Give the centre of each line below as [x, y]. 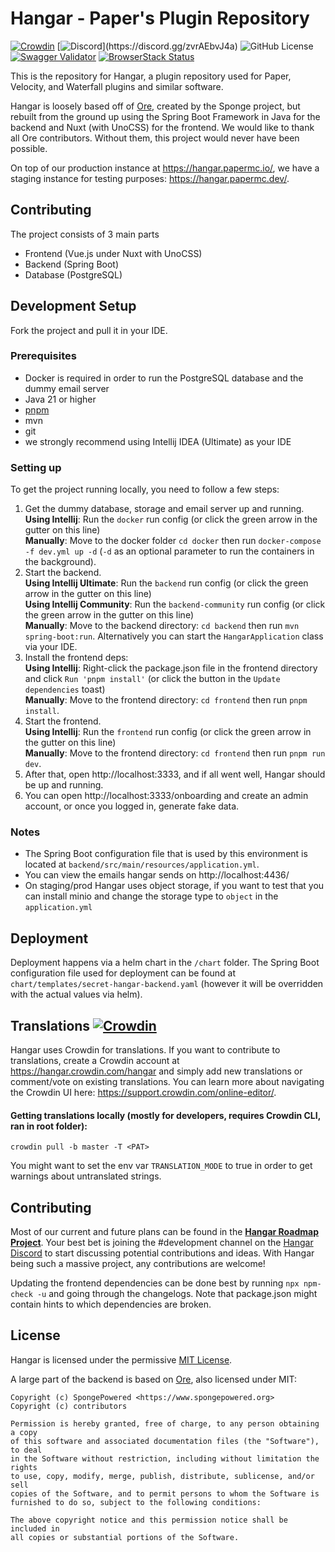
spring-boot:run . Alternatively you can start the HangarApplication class [174, 636]
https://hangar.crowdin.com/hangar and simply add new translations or [156, 1071]
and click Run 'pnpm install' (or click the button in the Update [152, 679]
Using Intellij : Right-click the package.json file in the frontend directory [171, 668]
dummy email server [67, 388]
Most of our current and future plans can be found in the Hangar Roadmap [165, 1232]
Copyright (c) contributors [69, 1406]
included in [35, 1528]
